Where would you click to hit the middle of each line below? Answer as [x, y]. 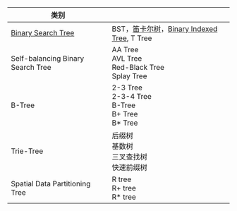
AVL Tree [127, 58]
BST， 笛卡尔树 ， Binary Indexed [165, 29]
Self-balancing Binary [48, 58]
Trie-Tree [27, 151]
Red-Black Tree [138, 67]
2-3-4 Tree [132, 96]
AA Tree [125, 50]
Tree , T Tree [132, 38]
